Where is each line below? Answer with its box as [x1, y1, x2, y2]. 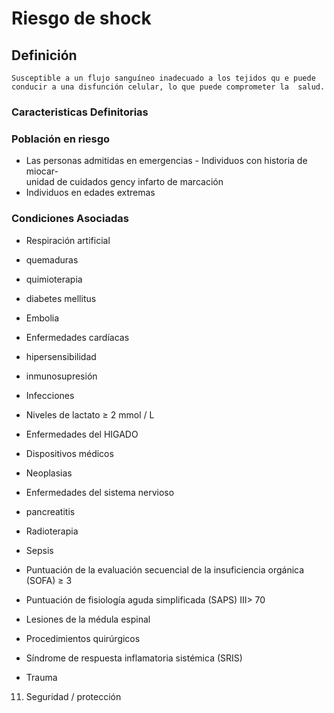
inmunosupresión [25, 370, 98, 382]
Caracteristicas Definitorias [11, 105, 149, 119]
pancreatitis [25, 505, 76, 517]
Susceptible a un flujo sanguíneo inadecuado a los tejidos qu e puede [11, 73, 316, 83]
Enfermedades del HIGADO [25, 428, 139, 440]
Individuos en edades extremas [25, 187, 156, 199]
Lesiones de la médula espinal [25, 613, 151, 625]
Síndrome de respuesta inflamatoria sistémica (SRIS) [25, 652, 243, 664]
